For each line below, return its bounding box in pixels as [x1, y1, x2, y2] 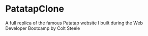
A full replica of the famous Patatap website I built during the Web [5, 20, 143, 26]
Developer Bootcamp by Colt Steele [5, 25, 80, 31]
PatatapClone [5, 3, 65, 15]
